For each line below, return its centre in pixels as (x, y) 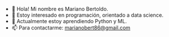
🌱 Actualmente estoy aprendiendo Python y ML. (69, 21)
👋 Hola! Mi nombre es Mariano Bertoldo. (60, 9)
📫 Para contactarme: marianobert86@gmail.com (71, 28)
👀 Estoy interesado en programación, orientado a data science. (87, 15)
